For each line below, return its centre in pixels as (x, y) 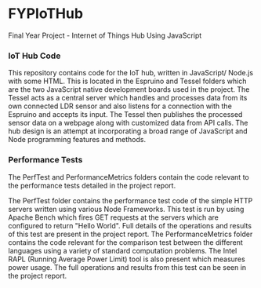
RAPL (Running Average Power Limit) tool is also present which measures (127, 259)
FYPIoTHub (46, 14)
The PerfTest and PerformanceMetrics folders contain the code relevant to (129, 177)
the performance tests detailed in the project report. (92, 185)
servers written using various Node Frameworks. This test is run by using (126, 209)
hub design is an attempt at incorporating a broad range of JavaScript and (128, 131)
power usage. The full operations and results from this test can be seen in (127, 267)
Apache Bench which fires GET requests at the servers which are (114, 217)
